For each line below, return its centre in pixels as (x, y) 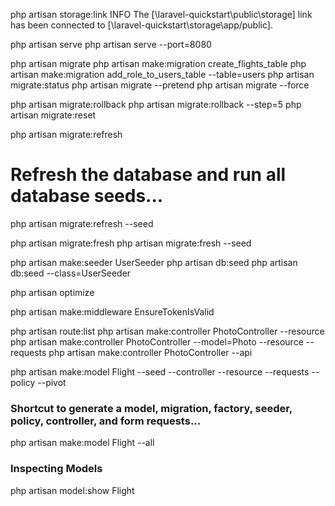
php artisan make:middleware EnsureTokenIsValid (112, 311)
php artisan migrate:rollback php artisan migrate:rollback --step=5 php (156, 104)
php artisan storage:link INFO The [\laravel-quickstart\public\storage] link (161, 14)
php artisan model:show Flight (72, 490)
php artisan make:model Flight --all (82, 443)
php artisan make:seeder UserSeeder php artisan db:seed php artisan (154, 262)
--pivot (52, 382)
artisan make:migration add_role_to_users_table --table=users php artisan (162, 74)
